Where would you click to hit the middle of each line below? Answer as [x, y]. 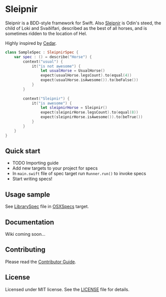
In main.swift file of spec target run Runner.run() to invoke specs [79, 174]
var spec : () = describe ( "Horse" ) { [53, 57]
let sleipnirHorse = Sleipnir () [74, 108]
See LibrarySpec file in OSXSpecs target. [47, 206]
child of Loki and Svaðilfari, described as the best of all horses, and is [76, 28]
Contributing [25, 250]
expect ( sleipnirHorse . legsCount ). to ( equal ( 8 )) [89, 112]
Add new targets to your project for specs [55, 168]
